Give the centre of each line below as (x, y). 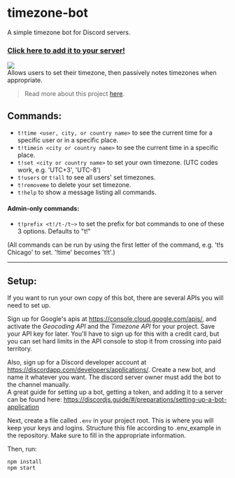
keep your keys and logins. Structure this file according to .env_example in (114, 428)
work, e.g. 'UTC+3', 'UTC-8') (59, 170)
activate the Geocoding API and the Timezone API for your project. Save (111, 327)
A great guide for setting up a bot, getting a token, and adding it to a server (115, 392)
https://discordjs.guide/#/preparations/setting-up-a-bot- (145, 400)
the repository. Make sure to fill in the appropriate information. (97, 435)
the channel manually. (39, 385)
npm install (24, 462)
